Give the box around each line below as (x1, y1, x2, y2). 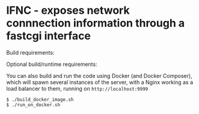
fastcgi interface (6, 29, 91, 43)
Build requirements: (6, 49, 55, 56)
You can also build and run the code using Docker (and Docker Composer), (6, 72, 192, 79)
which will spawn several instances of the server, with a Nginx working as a (6, 79, 194, 86)
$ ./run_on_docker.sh (6, 101, 61, 108)
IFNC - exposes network (6, 4, 130, 17)
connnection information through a (6, 16, 185, 30)
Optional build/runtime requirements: (6, 61, 97, 68)
